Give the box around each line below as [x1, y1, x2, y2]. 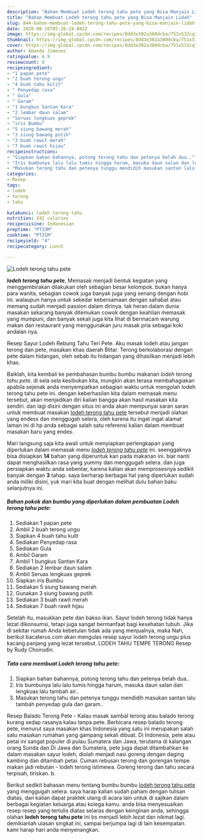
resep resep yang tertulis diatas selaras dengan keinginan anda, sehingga [7, 807, 189, 814]
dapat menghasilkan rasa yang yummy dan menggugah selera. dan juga [7, 458, 185, 466]
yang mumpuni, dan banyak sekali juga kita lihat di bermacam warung [7, 315, 179, 322]
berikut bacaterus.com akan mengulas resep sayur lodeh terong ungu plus [7, 633, 191, 641]
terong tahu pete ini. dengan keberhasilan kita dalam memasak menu [7, 389, 177, 397]
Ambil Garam [15, 552, 48, 559]
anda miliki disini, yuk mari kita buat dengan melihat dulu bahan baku [7, 478, 177, 485]
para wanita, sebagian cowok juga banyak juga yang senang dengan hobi [7, 289, 188, 297]
